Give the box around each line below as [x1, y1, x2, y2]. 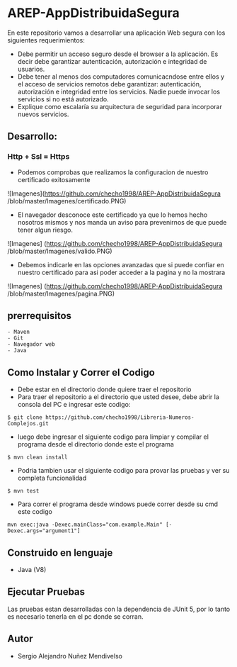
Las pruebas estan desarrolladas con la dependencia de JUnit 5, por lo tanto [7, 605, 231, 613]
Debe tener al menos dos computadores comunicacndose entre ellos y [17, 72, 225, 81]
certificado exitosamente [17, 175, 91, 184]
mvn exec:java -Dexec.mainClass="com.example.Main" [7, 521, 163, 529]
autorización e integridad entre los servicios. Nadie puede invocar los [17, 87, 221, 96]
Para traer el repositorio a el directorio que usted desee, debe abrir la [17, 393, 219, 401]
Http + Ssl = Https [7, 152, 70, 162]
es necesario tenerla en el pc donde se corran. [7, 612, 144, 621]
